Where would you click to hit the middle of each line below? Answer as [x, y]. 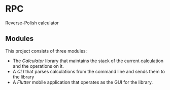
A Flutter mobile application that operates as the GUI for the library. [83, 82]
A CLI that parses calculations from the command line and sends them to [89, 71]
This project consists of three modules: [46, 51]
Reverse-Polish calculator [32, 23]
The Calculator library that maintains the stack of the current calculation [88, 61]
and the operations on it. [38, 66]
